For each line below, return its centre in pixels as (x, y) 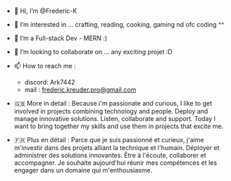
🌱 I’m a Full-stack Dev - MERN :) (61, 38)
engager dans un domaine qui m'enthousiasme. (83, 170)
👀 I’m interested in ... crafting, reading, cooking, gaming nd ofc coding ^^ (119, 24)
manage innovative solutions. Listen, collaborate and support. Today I (115, 119)
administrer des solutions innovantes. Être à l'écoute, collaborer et (110, 155)
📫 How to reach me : (45, 66)
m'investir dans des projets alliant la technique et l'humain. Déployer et (117, 148)
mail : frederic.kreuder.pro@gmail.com (80, 89)
